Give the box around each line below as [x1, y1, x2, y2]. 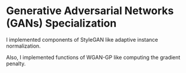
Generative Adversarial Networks [6, 4, 174, 18]
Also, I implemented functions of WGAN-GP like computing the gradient [6, 54, 181, 61]
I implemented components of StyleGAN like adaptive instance [6, 36, 158, 43]
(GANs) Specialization [6, 16, 117, 30]
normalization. [6, 42, 41, 49]
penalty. [6, 60, 26, 67]
